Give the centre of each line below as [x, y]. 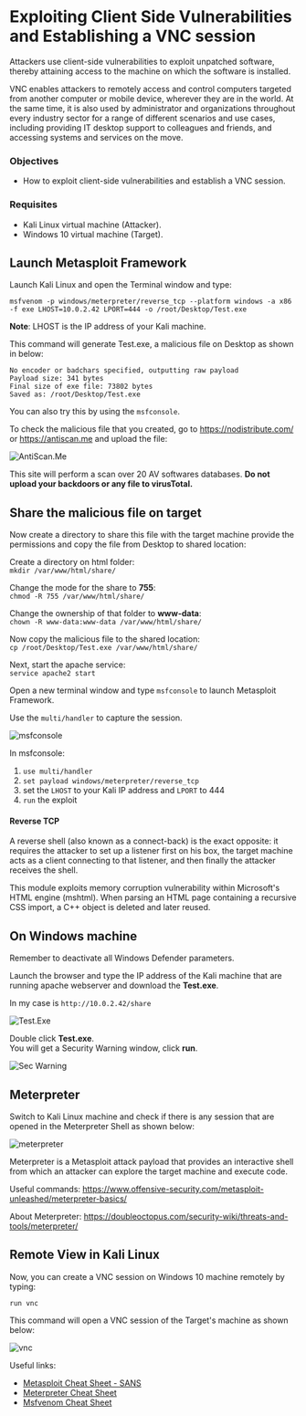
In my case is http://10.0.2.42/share [80, 1003]
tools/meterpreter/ [44, 1226]
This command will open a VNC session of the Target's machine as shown [149, 1320]
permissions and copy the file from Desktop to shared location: [128, 544]
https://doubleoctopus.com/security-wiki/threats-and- [186, 1216]
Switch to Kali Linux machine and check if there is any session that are [142, 1117]
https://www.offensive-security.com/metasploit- [173, 1189]
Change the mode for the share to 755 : [83, 588]
